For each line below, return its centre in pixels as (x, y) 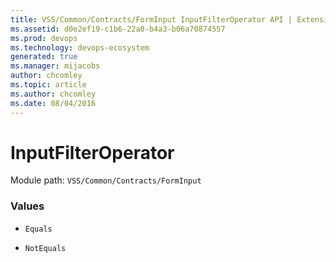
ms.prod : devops (44, 38)
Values (27, 206)
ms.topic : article (48, 85)
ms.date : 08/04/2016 (53, 103)
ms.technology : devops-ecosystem (80, 47)
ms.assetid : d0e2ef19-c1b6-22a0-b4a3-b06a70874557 (118, 29)
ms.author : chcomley (53, 94)
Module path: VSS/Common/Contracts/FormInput (106, 180)
